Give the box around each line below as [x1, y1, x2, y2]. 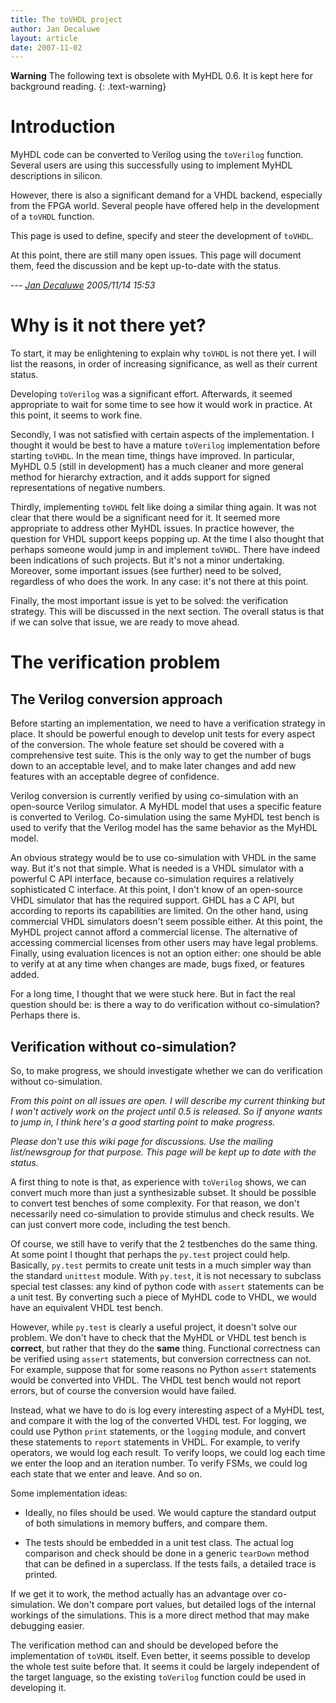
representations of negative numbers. [10, 482, 166, 494]
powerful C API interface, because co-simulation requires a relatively [10, 873, 295, 885]
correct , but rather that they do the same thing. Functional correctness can [10, 1342, 321, 1354]
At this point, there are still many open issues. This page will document [10, 249, 302, 261]
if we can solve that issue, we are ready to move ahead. [10, 616, 240, 628]
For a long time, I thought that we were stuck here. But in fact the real [10, 988, 296, 1000]
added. [10, 969, 40, 981]
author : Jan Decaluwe [10, 24, 101, 34]
